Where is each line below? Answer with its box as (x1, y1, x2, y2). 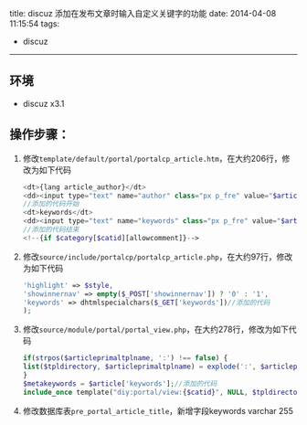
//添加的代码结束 (22, 225, 79, 234)
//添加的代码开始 (22, 199, 79, 208)
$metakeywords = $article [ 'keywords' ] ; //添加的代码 (22, 378, 217, 388)
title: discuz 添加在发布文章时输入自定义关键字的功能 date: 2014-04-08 (9, 8, 277, 18)
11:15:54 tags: (9, 18, 60, 29)
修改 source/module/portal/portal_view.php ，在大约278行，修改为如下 (22, 324, 290, 335)
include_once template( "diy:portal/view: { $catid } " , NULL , (22, 388, 249, 397)
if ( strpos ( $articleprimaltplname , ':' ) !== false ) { (22, 354, 228, 363)
